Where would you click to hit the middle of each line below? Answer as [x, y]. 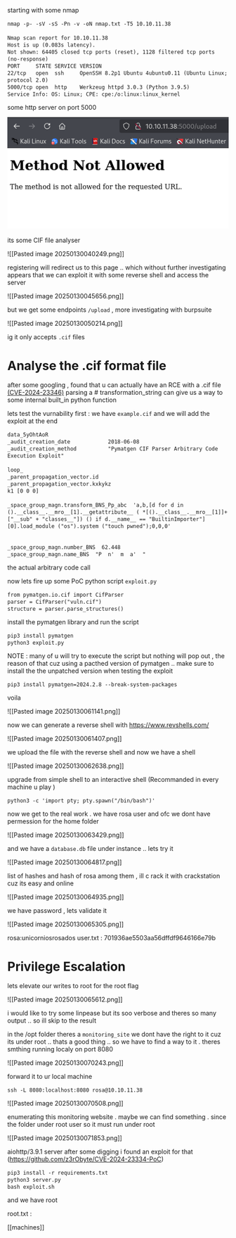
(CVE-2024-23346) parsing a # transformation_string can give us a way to [115, 393]
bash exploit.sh [31, 1187]
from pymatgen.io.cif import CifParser [66, 595]
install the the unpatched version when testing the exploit [90, 671]
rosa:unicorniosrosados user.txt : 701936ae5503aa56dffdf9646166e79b [112, 938]
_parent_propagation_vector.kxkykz [59, 484]
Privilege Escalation [66, 966]
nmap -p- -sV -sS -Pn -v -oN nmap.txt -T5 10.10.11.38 [89, 24]
